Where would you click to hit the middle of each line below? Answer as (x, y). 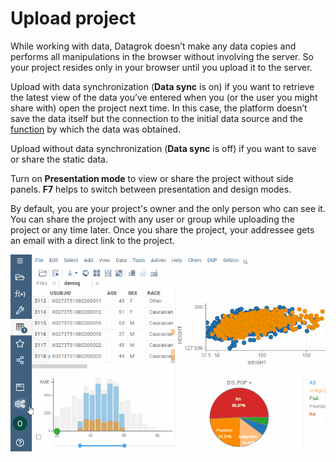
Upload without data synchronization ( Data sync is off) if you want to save (163, 148)
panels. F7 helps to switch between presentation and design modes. (151, 189)
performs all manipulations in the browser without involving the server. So (162, 56)
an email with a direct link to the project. (92, 240)
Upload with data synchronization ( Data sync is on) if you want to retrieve (162, 86)
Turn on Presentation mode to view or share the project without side (152, 178)
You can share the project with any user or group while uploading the (152, 219)
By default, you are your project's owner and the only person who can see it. (168, 208)
